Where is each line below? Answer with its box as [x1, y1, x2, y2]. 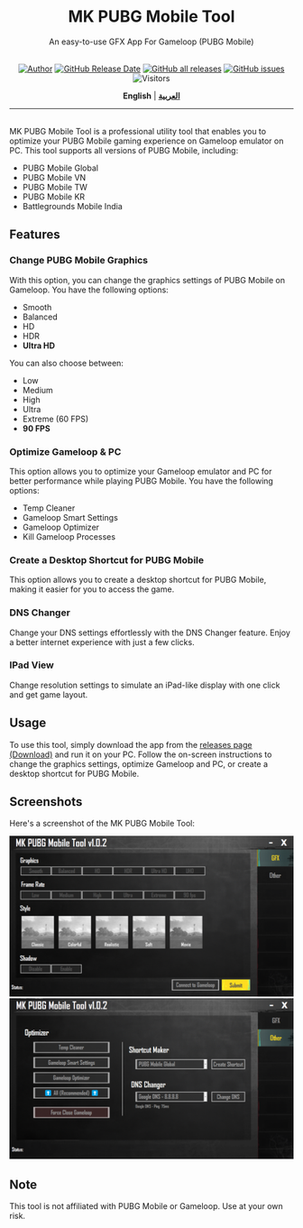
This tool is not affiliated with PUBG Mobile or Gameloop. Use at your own [9, 1201, 284, 1212]
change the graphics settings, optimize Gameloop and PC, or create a [9, 758, 269, 769]
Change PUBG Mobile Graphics [9, 254, 149, 267]
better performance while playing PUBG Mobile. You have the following [9, 476, 273, 486]
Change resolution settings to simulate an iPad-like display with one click [9, 679, 280, 690]
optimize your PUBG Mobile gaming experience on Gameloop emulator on [9, 135, 284, 146]
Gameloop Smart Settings [22, 512, 119, 522]
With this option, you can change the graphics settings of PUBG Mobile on [9, 274, 286, 285]
